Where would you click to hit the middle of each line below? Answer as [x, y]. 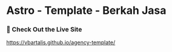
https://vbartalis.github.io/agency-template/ [61, 42]
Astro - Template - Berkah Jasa [86, 11]
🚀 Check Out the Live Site [44, 30]
